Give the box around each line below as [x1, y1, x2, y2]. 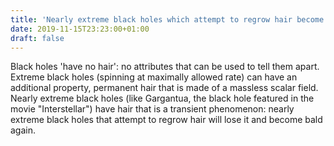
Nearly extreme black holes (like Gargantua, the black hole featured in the [10, 92, 315, 105]
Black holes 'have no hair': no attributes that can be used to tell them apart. [10, 61, 320, 73]
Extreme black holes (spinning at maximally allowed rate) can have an [10, 71, 298, 83]
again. [10, 124, 37, 136]
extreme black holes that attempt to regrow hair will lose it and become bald [10, 114, 323, 126]
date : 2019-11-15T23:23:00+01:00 [10, 24, 150, 34]
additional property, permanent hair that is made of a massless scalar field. [10, 82, 319, 94]
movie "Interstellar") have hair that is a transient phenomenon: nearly [10, 103, 295, 115]
